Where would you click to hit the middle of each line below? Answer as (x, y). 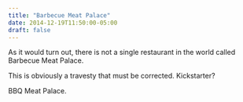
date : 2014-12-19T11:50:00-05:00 (63, 23)
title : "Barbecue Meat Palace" (59, 15)
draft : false (29, 30)
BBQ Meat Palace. (37, 91)
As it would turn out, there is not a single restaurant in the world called (122, 53)
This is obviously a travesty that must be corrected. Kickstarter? (112, 76)
